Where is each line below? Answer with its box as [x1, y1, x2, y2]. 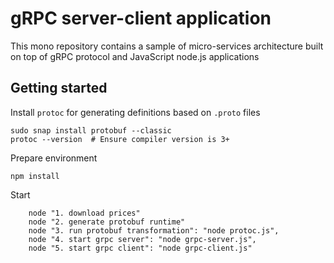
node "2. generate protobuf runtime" [28, 217, 186, 227]
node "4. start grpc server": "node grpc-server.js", [28, 234, 257, 244]
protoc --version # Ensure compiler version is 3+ [10, 134, 230, 144]
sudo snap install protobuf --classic [10, 125, 172, 136]
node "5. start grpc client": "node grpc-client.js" [28, 243, 253, 253]
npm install [10, 171, 60, 181]
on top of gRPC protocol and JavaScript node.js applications [10, 50, 260, 62]
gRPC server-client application [10, 7, 272, 30]
